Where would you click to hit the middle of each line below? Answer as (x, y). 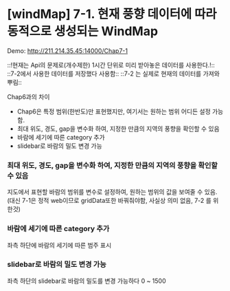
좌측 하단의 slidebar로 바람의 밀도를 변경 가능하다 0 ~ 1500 (87, 281)
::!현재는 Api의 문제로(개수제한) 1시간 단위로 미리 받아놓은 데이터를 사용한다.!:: (111, 65)
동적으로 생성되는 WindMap (83, 31)
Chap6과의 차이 (28, 96)
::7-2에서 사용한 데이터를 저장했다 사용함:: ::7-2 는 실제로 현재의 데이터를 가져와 (113, 74)
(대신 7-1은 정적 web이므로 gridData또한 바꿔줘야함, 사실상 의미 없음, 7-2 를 (109, 201)
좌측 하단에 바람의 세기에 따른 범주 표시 (59, 245)
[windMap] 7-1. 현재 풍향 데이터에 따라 (112, 14)
